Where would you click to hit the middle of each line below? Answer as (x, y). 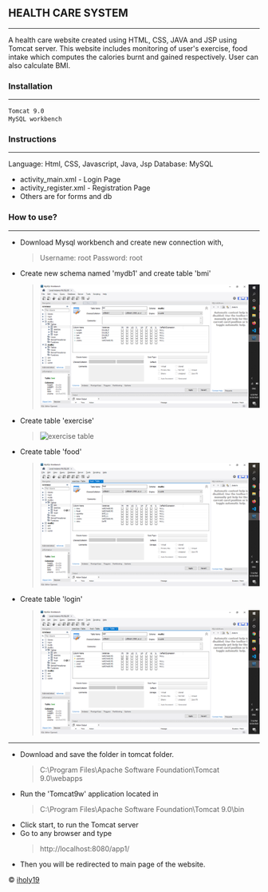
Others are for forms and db (66, 197)
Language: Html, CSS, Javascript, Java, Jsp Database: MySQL (111, 164)
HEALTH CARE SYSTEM (68, 13)
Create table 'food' (51, 452)
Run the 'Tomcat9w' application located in (89, 794)
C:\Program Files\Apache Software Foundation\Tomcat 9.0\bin (142, 809)
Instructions (33, 139)
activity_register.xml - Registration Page (85, 188)
